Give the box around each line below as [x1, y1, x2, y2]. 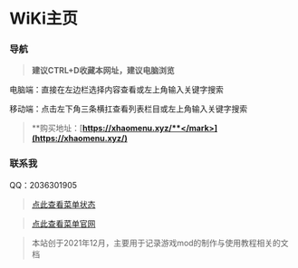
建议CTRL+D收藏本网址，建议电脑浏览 [31, 65, 175, 76]
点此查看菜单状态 [31, 198, 96, 209]
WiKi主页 [9, 8, 79, 29]
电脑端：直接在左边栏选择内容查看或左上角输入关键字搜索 [9, 84, 224, 95]
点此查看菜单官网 [31, 218, 96, 229]
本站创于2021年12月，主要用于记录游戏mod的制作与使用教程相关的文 [31, 237, 289, 248]
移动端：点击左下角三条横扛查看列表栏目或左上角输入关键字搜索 [9, 103, 247, 114]
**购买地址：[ [31, 123, 83, 134]
